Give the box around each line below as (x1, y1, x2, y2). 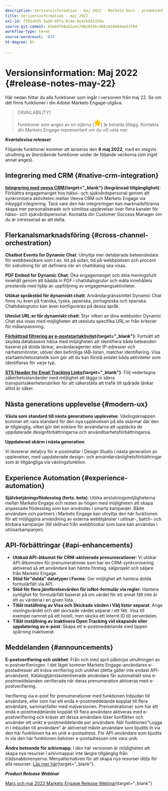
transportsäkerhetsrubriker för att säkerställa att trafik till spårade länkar (5, 380, 153, 386)
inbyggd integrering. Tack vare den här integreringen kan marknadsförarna (5, 200, 159, 206)
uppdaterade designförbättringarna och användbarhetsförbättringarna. (5, 429, 151, 435)
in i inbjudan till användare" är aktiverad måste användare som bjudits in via (5, 724, 161, 730)
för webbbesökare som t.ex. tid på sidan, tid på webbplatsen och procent (5, 257, 156, 263)
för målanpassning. (5, 323, 45, 329)
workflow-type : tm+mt (5, 29, 50, 34)
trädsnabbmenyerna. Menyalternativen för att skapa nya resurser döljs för (5, 755, 157, 761)
